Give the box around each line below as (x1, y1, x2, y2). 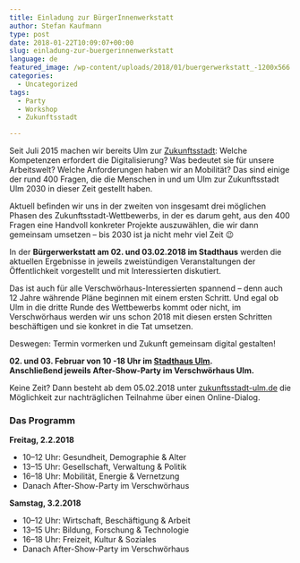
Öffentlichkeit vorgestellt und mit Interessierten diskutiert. (9, 266, 222, 277)
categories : (9, 72, 54, 81)
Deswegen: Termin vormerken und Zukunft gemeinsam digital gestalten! (9, 338, 276, 349)
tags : (9, 88, 30, 97)
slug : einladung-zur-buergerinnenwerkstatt (9, 47, 175, 55)
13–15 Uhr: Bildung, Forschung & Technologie (21, 525, 190, 535)
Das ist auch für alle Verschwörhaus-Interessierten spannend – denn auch (9, 283, 284, 294)
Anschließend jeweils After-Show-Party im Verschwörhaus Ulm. (9, 365, 255, 376)
